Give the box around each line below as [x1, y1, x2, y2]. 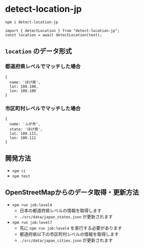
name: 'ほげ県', [9, 80, 41, 84]
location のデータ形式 [5, 47, 72, 55]
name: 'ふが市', [9, 121, 41, 126]
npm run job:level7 [12, 220, 53, 225]
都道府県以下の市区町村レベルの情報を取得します [19, 231, 119, 237]
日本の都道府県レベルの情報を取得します [19, 207, 102, 213]
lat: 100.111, [9, 131, 38, 136]
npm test [12, 173, 30, 179]
